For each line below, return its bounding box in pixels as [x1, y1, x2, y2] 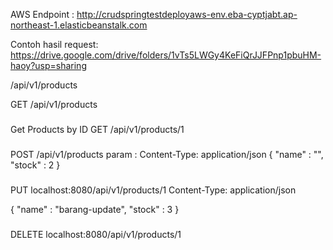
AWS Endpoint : [10, 9, 75, 20]
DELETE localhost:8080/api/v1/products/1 [10, 228, 182, 240]
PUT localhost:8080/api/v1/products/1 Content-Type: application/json [10, 184, 297, 196]
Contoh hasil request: [10, 39, 99, 50]
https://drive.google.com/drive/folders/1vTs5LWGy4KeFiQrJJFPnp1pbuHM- [10, 49, 322, 61]
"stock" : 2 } [10, 159, 61, 171]
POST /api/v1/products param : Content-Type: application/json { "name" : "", [10, 148, 324, 160]
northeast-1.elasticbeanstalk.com [10, 19, 148, 31]
